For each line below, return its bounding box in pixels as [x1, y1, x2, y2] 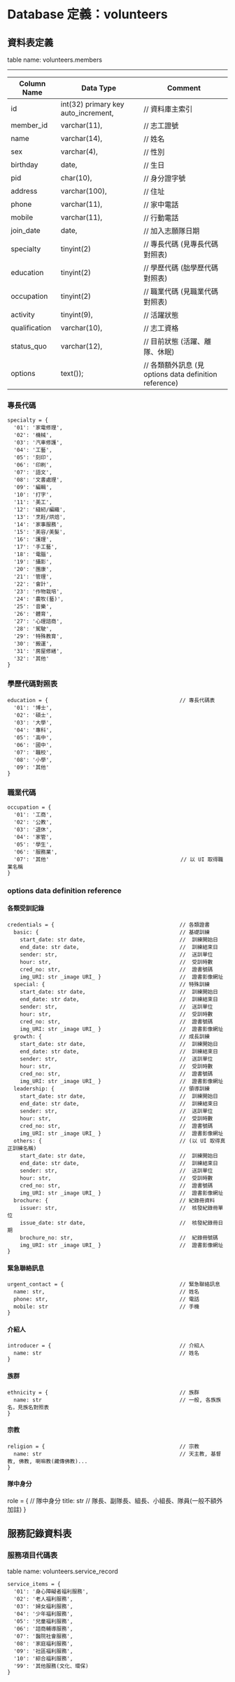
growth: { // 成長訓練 [13, 1033, 210, 1040]
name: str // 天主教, [13, 1450, 208, 1458]
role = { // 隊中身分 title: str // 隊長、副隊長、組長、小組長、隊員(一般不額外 [7, 1497, 223, 1505]
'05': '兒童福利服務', [13, 1617, 73, 1624]
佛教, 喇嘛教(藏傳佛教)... [18, 1458, 88, 1465]
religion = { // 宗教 [7, 1443, 199, 1450]
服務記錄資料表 [7, 1528, 72, 1540]
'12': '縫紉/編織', [13, 506, 66, 513]
